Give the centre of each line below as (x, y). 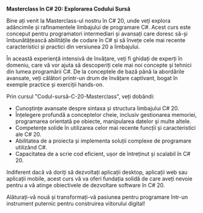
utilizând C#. (31, 147)
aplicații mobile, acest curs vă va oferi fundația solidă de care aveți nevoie (99, 179)
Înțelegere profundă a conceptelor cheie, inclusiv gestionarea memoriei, (106, 115)
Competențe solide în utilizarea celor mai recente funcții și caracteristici (105, 128)
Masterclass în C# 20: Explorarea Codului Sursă (68, 9)
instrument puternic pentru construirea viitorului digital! (76, 204)
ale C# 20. (28, 134)
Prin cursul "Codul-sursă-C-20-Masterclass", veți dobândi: (80, 96)
